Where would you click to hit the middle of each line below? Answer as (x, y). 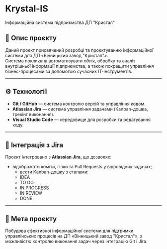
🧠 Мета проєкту (31, 219)
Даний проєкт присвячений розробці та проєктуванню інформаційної (79, 50)
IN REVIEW (31, 193)
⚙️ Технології (26, 92)
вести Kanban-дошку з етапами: (54, 172)
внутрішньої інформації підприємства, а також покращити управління (80, 66)
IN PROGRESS (34, 188)
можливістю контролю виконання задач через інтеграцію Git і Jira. (76, 242)
